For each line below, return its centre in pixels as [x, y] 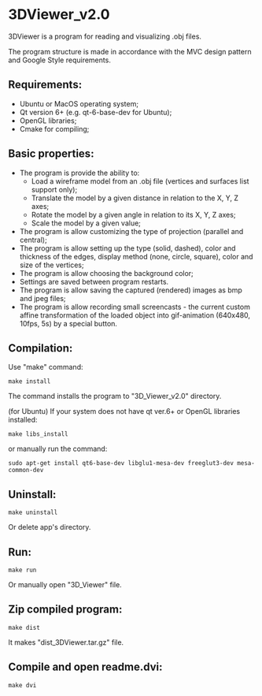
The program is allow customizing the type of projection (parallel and [131, 231]
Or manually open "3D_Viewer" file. [65, 584]
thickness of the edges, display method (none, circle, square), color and [136, 256]
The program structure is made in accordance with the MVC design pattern [130, 51]
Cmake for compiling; [54, 128]
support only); [54, 189]
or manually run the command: [58, 449]
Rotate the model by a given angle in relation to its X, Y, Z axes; [133, 214]
